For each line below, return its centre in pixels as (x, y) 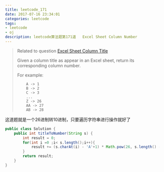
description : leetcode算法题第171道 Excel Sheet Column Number (71, 37)
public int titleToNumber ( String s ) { (53, 133)
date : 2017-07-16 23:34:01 (33, 14)
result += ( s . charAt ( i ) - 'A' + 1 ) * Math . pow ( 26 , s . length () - (96, 147)
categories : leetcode (27, 19)
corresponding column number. (49, 65)
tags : (11, 23)
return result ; (38, 156)
